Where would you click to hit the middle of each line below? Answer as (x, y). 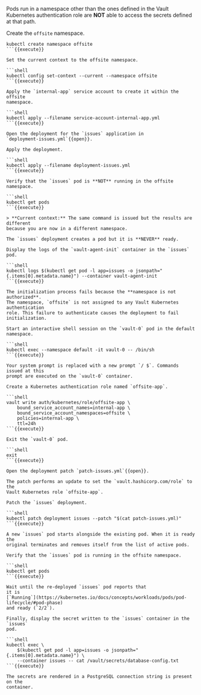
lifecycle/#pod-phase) (35, 603)
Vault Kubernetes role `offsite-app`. (55, 492)
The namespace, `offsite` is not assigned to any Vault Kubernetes (93, 302)
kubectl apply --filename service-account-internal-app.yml (83, 118)
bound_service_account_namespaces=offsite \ (74, 413)
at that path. (21, 21)
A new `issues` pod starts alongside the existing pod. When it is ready (101, 534)
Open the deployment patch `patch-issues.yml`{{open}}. (78, 471)
